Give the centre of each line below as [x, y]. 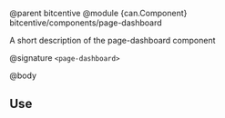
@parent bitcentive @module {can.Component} [98, 13]
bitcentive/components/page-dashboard [86, 23]
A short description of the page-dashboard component [112, 40]
